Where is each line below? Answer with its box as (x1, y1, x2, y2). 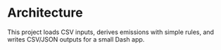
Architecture (7, 5, 83, 21)
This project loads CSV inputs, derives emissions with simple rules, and (7, 28, 215, 36)
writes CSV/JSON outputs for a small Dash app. (7, 35, 145, 43)
